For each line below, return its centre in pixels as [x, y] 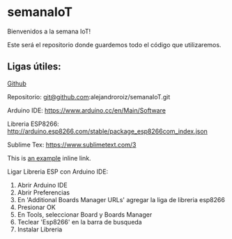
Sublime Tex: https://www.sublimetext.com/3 [72, 145]
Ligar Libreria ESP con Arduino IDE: [58, 172]
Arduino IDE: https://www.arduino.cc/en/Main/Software [86, 110]
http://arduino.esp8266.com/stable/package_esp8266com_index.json [107, 131]
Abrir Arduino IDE [42, 185]
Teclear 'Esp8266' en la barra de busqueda [79, 222]
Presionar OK [36, 207]
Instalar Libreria [40, 229]
